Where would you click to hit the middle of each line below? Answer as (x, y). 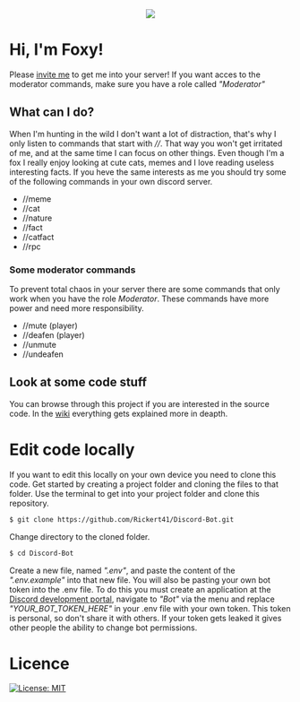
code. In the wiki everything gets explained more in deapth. (119, 413)
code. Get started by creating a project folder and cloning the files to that (144, 484)
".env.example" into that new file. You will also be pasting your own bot (140, 580)
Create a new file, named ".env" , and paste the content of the (122, 570)
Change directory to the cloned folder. (80, 536)
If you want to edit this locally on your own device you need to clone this (143, 474)
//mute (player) (50, 325)
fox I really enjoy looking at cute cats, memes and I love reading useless (142, 162)
